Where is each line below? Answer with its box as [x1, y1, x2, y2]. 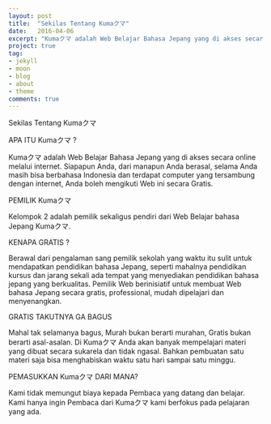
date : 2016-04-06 [8, 27, 74, 35]
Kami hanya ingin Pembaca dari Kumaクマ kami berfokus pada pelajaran [8, 398, 250, 408]
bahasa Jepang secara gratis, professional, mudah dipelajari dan [8, 288, 224, 298]
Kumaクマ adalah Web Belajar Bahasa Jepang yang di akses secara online [8, 152, 256, 162]
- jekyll [8, 58, 38, 66]
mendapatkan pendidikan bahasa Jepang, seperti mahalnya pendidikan [8, 262, 247, 272]
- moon [8, 65, 31, 73]
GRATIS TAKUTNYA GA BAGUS [8, 312, 112, 322]
